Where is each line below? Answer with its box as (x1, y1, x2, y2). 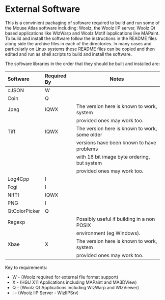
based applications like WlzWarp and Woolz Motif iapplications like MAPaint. (5, 30, 160, 36)
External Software (5, 3, 80, 15)
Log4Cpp (7, 175, 29, 182)
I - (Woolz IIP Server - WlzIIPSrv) (12, 290, 79, 296)
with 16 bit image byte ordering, (76, 153, 150, 160)
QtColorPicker (7, 207, 40, 214)
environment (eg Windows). (76, 230, 141, 236)
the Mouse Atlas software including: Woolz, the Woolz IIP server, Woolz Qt (5, 25, 156, 31)
